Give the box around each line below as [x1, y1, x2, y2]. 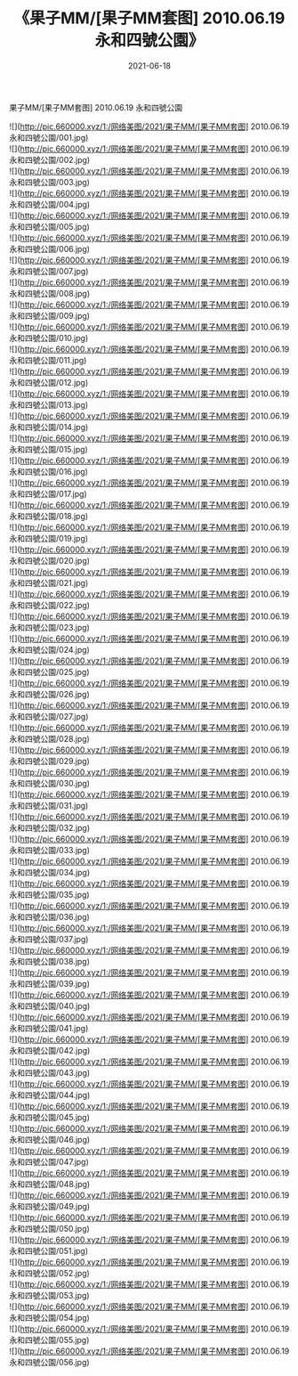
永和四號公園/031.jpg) [9, 800, 89, 810]
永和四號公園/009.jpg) [9, 310, 91, 321]
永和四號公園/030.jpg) [9, 778, 91, 788]
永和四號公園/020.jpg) [9, 555, 91, 566]
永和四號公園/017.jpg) [9, 488, 87, 499]
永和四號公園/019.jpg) [9, 533, 89, 543]
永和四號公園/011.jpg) [9, 354, 87, 365]
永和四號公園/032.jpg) [9, 822, 91, 833]
